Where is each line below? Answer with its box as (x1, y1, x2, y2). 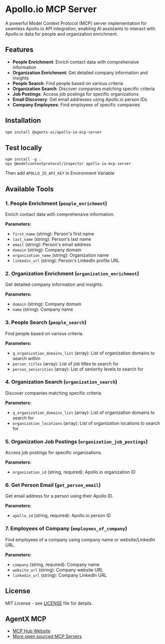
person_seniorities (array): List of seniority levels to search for (12, 366, 144, 372)
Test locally (5, 144, 42, 152)
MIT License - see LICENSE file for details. (5, 600, 93, 606)
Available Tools (5, 185, 54, 193)
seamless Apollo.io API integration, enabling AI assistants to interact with (5, 25, 155, 31)
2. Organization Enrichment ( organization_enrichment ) (5, 270, 139, 277)
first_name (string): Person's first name (12, 231, 94, 237)
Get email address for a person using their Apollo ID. (5, 493, 113, 499)
